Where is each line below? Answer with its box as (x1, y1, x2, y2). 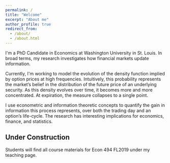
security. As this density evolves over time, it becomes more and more (5, 87, 153, 93)
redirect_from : (5, 26, 38, 32)
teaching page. (5, 152, 37, 158)
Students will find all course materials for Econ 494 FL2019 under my (5, 146, 150, 153)
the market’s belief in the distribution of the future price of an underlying (5, 81, 157, 87)
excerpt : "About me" (5, 17, 49, 22)
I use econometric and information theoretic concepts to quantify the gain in (5, 102, 165, 108)
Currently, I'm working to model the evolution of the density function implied (5, 70, 165, 76)
